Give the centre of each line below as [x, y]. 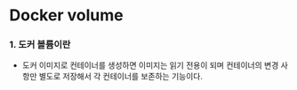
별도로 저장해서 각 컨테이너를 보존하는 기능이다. [120, 77]
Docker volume [66, 15]
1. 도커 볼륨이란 [40, 45]
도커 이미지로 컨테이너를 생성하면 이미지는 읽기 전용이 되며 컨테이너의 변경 [150, 65]
